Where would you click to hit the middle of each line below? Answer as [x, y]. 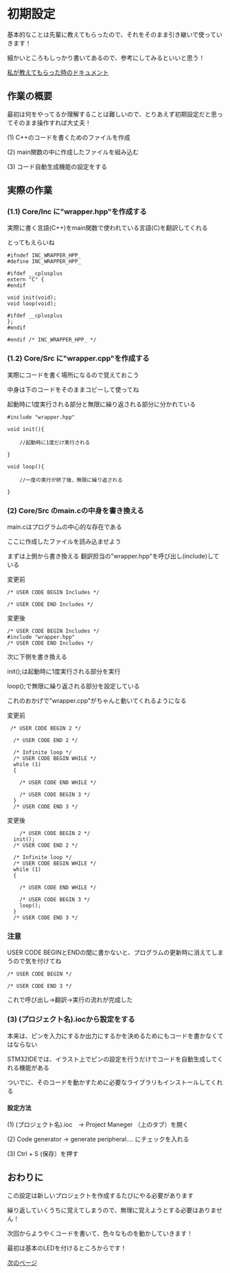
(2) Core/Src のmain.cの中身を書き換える [76, 510]
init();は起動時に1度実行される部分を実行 [64, 671]
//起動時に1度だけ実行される [55, 442]
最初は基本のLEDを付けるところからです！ [67, 1248]
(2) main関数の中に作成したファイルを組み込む [73, 151]
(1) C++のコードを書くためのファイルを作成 [69, 137]
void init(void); [32, 298]
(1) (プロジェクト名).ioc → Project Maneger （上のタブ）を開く [98, 1124]
